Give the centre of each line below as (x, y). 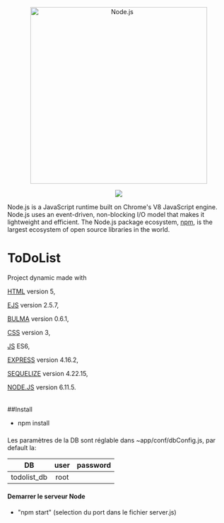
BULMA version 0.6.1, (38, 319)
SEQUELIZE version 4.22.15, (48, 373)
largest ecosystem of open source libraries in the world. (89, 229)
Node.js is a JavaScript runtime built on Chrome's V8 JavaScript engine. (112, 207)
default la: (22, 448)
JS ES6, (19, 346)
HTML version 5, (31, 291)
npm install (34, 423)
